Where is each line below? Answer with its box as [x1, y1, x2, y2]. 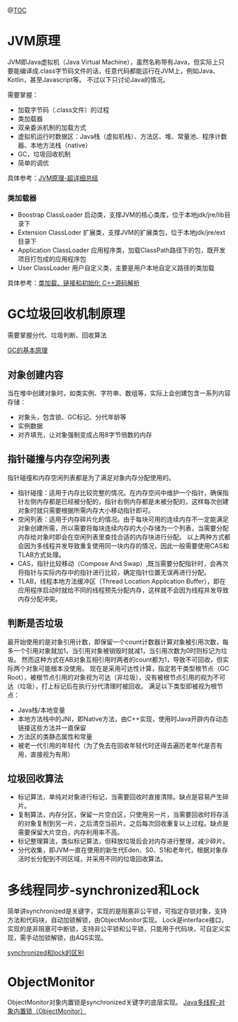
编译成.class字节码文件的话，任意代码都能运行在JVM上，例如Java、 [19, 67, 220, 75]
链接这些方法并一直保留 [17, 723, 86, 732]
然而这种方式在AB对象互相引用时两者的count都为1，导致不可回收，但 [21, 655, 223, 664]
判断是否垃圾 [7, 618, 64, 630]
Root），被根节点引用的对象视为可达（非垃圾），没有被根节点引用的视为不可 [7, 673, 226, 681]
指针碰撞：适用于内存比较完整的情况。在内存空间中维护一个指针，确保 [17, 488, 223, 496]
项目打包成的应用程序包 [17, 255, 86, 263]
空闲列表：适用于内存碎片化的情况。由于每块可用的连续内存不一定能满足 [17, 515, 229, 523]
